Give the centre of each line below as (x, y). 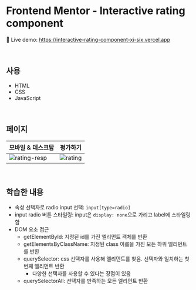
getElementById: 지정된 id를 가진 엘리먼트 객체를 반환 (85, 237)
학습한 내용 (25, 192)
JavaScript (28, 98)
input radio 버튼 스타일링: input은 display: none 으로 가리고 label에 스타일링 (102, 215)
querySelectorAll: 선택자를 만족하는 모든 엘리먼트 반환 (86, 281)
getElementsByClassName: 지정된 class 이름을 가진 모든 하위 (95, 244)
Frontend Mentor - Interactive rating (96, 11)
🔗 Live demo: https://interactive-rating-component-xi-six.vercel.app (88, 39)
